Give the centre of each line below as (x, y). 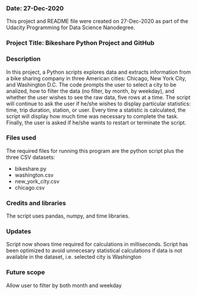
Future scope (26, 272)
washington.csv (34, 175)
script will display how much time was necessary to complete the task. (93, 116)
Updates (19, 231)
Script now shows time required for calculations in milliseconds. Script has (97, 244)
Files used (21, 138)
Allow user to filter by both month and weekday (64, 285)
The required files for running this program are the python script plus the (95, 150)
